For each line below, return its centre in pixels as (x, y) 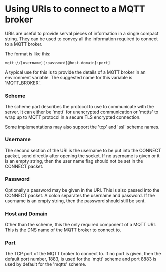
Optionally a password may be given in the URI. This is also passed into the (82, 190)
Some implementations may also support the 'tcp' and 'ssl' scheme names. (82, 127)
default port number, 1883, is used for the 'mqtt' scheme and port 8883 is (81, 259)
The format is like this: (28, 54)
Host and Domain (27, 214)
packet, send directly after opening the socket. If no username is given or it (82, 156)
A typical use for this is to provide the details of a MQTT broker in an (75, 72)
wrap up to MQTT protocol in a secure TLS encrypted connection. (73, 117)
